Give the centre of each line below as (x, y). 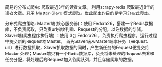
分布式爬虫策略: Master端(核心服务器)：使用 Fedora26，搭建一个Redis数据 (79, 23)
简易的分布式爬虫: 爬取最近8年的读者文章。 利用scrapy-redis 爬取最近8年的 (80, 7)
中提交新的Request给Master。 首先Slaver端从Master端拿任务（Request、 (78, 41)
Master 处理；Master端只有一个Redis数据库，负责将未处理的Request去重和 (80, 54)
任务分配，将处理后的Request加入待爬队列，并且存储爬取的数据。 (70, 60)
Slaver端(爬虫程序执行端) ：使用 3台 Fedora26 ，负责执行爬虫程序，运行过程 (81, 35)
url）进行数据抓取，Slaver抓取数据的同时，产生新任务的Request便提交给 (77, 47)
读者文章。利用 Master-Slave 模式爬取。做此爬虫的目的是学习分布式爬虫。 (79, 13)
